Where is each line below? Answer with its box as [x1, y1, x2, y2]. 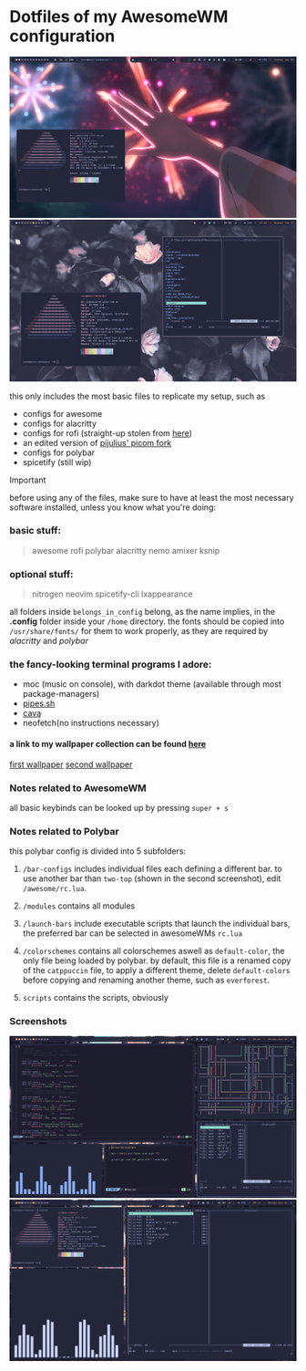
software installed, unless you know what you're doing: [9, 502, 217, 513]
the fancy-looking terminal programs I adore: [9, 659, 212, 671]
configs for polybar [22, 447, 96, 458]
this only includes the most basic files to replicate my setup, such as [9, 390, 266, 401]
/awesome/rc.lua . [22, 883, 87, 894]
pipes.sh [22, 698, 56, 709]
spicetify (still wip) [22, 456, 92, 467]
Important [9, 474, 46, 485]
